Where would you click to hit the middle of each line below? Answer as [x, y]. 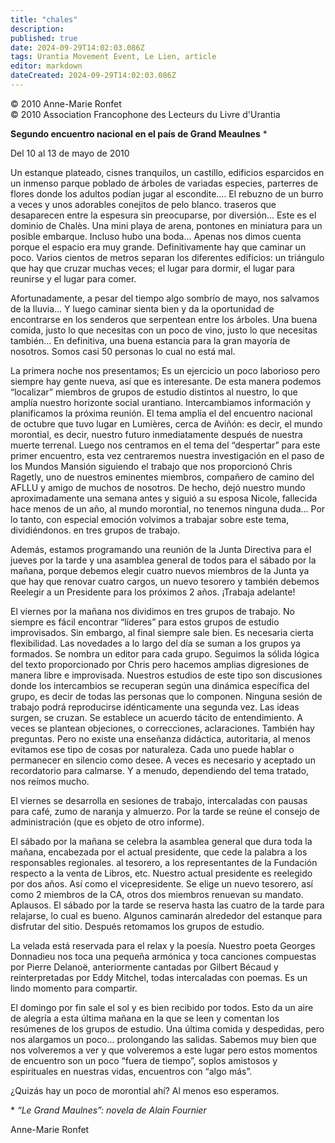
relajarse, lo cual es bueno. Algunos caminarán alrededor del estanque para [166, 915]
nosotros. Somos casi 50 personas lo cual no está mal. [123, 351]
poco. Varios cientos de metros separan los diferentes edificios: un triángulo [167, 257]
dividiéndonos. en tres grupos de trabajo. [95, 530]
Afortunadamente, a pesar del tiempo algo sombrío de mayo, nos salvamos [165, 298]
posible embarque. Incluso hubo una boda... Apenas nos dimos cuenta [156, 236]
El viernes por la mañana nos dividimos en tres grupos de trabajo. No [152, 611]
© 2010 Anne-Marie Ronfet [66, 103]
